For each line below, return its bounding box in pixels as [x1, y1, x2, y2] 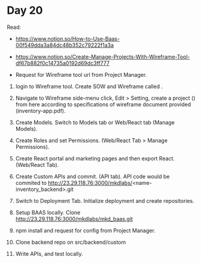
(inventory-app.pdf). [15, 107, 66, 114]
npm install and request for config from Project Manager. [15, 226, 156, 234]
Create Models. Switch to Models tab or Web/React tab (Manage [15, 118, 175, 126]
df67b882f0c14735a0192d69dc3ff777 [15, 59, 110, 67]
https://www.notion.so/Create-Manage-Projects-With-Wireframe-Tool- [15, 53, 190, 60]
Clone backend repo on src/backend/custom [15, 238, 126, 246]
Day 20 [7, 4, 44, 17]
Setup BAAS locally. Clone [15, 208, 81, 216]
